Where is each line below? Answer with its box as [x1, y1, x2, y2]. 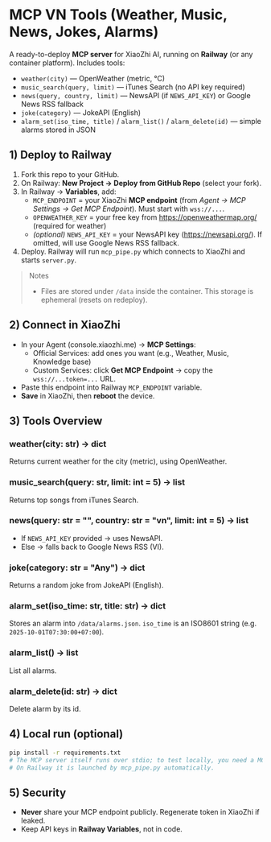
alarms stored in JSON [20, 125, 96, 134]
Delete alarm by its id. [9, 704, 81, 714]
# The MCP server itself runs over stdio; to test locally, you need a [9, 756, 254, 764]
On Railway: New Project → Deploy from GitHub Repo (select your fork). [20, 178, 262, 188]
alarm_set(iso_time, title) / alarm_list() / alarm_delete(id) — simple [20, 116, 262, 126]
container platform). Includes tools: [9, 58, 125, 68]
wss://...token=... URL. [32, 374, 116, 383]
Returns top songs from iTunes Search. [9, 495, 139, 505]
